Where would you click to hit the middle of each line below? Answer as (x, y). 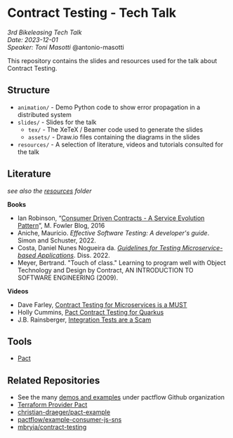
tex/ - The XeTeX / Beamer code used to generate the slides (115, 129)
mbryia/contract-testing (52, 427)
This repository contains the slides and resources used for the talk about (112, 60)
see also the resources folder (50, 191)
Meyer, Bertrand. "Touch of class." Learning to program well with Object (121, 262)
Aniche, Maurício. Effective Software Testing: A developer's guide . (113, 233)
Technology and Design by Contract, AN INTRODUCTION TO (106, 270)
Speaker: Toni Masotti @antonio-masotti (66, 47)
